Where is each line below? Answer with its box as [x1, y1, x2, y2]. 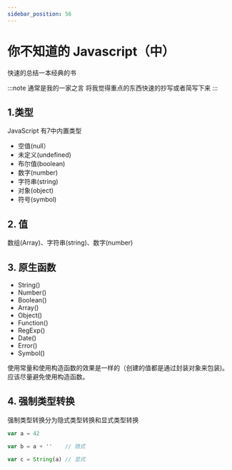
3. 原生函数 [7, 261, 56, 273]
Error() [17, 342, 38, 349]
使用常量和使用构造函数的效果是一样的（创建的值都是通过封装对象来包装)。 [7, 364, 229, 372]
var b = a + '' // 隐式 [7, 443, 86, 450]
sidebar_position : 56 [7, 10, 72, 18]
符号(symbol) [17, 195, 57, 204]
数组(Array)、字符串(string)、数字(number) [7, 238, 133, 247]
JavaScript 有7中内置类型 [7, 126, 82, 136]
